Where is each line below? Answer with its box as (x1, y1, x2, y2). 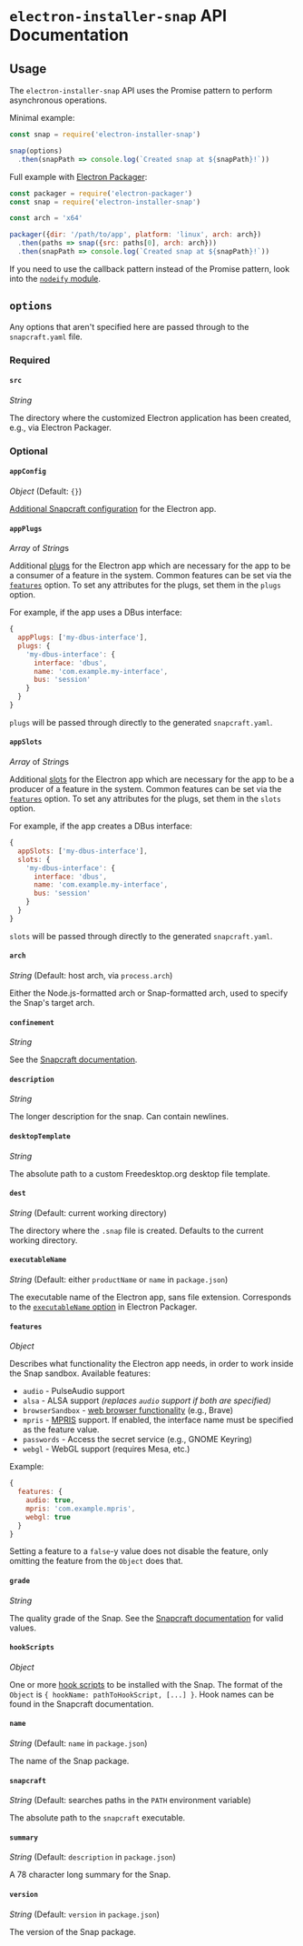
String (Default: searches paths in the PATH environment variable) (9, 1795, 251, 1806)
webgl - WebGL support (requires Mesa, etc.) (22, 1443, 191, 1455)
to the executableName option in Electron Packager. (9, 1301, 198, 1312)
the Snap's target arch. (9, 998, 95, 1008)
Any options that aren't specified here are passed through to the (9, 321, 249, 332)
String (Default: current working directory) (9, 1207, 167, 1219)
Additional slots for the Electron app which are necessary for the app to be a (9, 774, 295, 785)
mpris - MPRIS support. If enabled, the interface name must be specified (22, 1415, 294, 1426)
